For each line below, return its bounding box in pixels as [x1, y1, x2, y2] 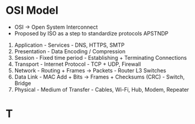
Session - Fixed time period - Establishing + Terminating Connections [14, 54, 187, 61]
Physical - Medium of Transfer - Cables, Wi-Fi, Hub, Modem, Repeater [14, 86, 190, 93]
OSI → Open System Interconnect [14, 23, 98, 31]
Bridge [14, 79, 31, 87]
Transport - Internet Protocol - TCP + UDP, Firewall [14, 61, 141, 68]
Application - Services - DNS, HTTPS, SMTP [14, 41, 125, 49]
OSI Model [5, 4, 58, 17]
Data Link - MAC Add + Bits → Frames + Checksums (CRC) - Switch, [14, 73, 185, 80]
